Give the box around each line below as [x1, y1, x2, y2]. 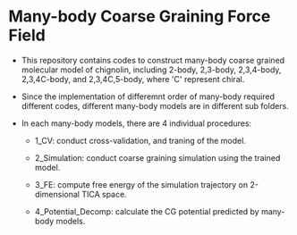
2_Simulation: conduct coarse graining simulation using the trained [34, 152, 281, 163]
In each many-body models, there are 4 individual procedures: [21, 118, 252, 129]
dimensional [34, 189, 80, 199]
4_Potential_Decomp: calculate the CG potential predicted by [34, 206, 260, 216]
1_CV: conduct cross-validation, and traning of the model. [34, 135, 247, 146]
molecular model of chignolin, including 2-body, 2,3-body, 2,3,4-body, [21, 64, 282, 75]
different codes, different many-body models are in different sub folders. [21, 100, 290, 111]
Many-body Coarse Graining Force [8, 6, 271, 27]
